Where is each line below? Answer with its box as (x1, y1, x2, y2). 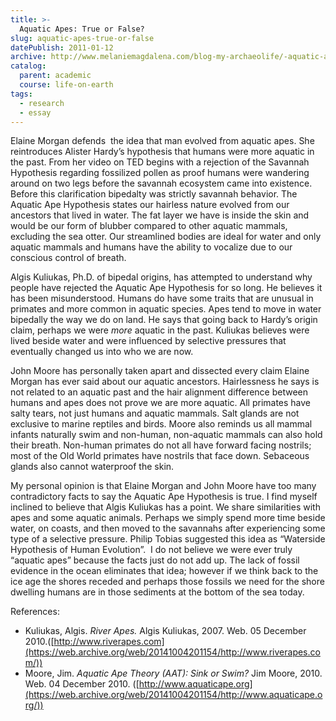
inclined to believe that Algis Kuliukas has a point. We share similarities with (10, 501, 321, 513)
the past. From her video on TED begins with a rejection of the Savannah (10, 156, 310, 168)
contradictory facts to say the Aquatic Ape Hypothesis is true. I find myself (10, 491, 318, 503)
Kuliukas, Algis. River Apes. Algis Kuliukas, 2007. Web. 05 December (24, 625, 307, 637)
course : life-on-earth (19, 80, 114, 90)
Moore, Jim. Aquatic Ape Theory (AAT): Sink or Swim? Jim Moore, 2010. (24, 667, 323, 680)
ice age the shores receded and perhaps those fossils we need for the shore (10, 576, 325, 588)
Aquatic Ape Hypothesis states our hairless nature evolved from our (10, 199, 290, 211)
